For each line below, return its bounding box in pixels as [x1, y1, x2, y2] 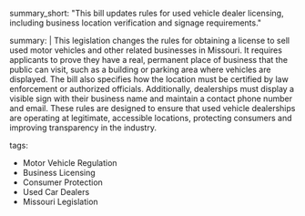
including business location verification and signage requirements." [9, 17, 262, 28]
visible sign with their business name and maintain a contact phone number [9, 93, 293, 104]
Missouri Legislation [22, 196, 98, 207]
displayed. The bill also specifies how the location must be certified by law [9, 74, 289, 85]
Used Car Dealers [22, 187, 90, 197]
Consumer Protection [22, 177, 103, 188]
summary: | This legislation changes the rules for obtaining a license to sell [9, 36, 290, 46]
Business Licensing [22, 168, 96, 178]
